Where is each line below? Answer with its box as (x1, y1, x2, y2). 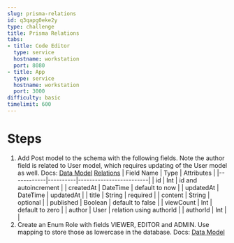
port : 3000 (13, 88, 45, 95)
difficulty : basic (7, 95, 61, 102)
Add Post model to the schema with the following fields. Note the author (17, 154, 225, 162)
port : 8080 (13, 62, 45, 69)
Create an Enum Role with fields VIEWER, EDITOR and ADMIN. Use (17, 220, 210, 228)
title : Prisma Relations (7, 29, 80, 37)
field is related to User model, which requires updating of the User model (17, 161, 228, 169)
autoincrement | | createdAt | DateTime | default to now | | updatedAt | (17, 183, 219, 191)
